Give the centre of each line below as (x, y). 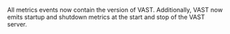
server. (17, 24)
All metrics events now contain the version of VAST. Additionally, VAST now (115, 10)
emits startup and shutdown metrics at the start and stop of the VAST (106, 17)
